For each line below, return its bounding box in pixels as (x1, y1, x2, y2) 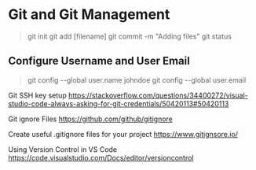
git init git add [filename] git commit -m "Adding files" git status (27, 31, 232, 41)
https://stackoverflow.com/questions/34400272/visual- (68, 91, 249, 100)
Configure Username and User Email (8, 54, 190, 68)
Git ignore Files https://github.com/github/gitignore (8, 114, 173, 124)
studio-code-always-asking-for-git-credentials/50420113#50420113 (8, 98, 229, 108)
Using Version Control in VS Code (8, 144, 118, 154)
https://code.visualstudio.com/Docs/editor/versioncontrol (8, 153, 194, 162)
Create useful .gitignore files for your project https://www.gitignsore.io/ (8, 129, 238, 139)
